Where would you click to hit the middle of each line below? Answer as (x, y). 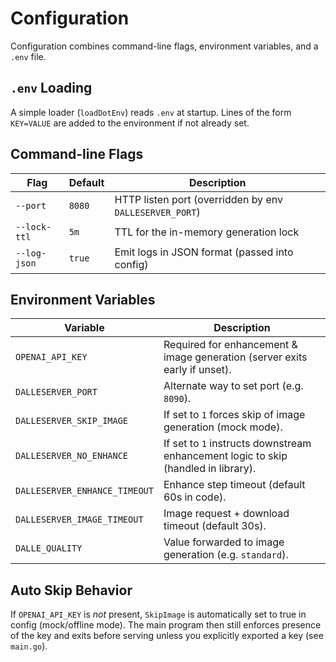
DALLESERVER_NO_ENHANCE (72, 456)
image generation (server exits (235, 357)
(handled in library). (210, 469)
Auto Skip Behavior (71, 590)
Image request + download (226, 514)
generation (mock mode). (223, 427)
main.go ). (29, 646)
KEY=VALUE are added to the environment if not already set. (130, 123)
